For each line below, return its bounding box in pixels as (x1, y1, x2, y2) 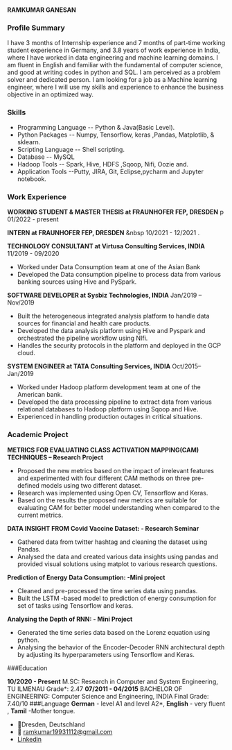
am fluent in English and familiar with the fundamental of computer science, (7, 60, 223, 69)
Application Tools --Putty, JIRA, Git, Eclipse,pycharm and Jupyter (17, 167, 204, 176)
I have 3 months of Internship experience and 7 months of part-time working (7, 38, 226, 46)
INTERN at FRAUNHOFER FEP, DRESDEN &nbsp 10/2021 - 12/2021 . (7, 229, 200, 237)
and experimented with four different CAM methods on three (17, 474, 190, 482)
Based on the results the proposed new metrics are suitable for (17, 496, 197, 504)
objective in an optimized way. (7, 90, 94, 99)
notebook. (17, 175, 47, 183)
